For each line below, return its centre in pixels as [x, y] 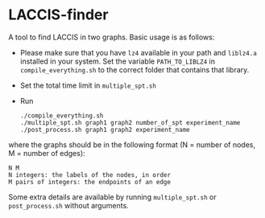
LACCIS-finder [58, 15]
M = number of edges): [47, 153]
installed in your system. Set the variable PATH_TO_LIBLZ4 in [118, 61]
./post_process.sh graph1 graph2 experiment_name [105, 130]
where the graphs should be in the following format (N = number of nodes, [132, 144]
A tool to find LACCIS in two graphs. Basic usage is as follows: [112, 37]
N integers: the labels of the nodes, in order [90, 175]
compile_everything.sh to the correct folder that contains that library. [135, 69]
